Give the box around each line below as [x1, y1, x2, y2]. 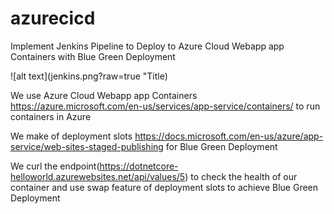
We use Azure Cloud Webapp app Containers [10, 89, 198, 101]
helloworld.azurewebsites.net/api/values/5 [10, 170, 186, 182]
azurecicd [10, 7, 96, 30]
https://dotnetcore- [99, 160, 179, 172]
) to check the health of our [184, 170, 298, 182]
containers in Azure [10, 110, 92, 122]
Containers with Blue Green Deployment [10, 50, 176, 62]
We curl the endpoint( [10, 160, 100, 172]
